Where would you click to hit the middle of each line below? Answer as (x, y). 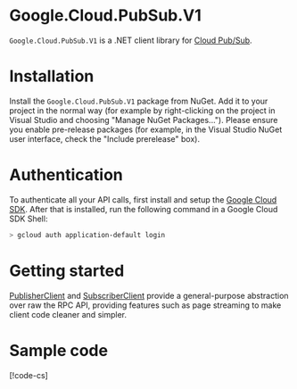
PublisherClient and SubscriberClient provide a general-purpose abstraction (149, 295)
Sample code (59, 350)
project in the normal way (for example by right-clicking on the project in (142, 110)
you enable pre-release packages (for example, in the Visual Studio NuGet (146, 129)
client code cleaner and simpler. (68, 314)
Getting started (67, 271)
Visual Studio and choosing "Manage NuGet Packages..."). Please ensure (144, 120)
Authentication (66, 175)
